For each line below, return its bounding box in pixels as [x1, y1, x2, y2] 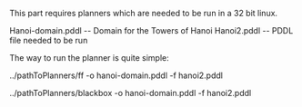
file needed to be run [9, 35, 88, 45]
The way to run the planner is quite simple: [9, 53, 170, 63]
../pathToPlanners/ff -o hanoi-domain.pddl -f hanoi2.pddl [9, 70, 223, 81]
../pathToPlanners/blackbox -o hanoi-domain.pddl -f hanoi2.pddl [9, 88, 252, 98]
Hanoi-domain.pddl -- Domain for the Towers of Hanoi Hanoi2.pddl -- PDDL [9, 25, 294, 35]
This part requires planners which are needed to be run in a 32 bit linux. [9, 8, 278, 18]
